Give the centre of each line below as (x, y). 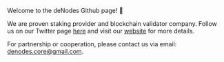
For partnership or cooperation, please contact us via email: (92, 44)
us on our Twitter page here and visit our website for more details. (101, 31)
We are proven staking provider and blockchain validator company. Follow (112, 24)
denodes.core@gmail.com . (45, 51)
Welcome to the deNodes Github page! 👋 (65, 11)
